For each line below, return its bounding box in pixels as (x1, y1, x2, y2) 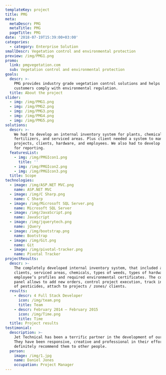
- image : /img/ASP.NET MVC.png (9, 183, 74, 187)
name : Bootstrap (14, 233, 48, 238)
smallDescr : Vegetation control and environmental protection (5, 49, 136, 54)
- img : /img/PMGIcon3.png (14, 169, 68, 174)
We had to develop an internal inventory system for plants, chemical (14, 132, 163, 137)
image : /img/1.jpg (14, 353, 52, 358)
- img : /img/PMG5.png (9, 118, 54, 123)
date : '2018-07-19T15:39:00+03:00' (5, 35, 79, 40)
